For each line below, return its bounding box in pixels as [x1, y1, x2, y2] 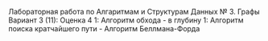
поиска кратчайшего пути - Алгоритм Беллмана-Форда [8, 24, 200, 33]
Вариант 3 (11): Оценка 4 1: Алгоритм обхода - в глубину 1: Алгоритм [8, 15, 244, 25]
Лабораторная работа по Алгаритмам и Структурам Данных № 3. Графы [8, 7, 260, 16]
